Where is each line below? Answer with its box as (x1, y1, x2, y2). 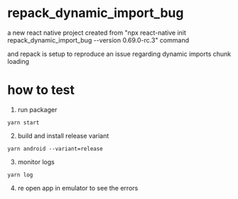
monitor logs (17, 157, 55, 166)
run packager (17, 105, 58, 114)
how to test (7, 82, 75, 98)
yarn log (7, 171, 33, 178)
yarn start (7, 119, 40, 126)
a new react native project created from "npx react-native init (7, 28, 187, 37)
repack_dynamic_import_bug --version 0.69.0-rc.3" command (7, 35, 190, 44)
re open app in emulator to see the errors (17, 183, 139, 192)
